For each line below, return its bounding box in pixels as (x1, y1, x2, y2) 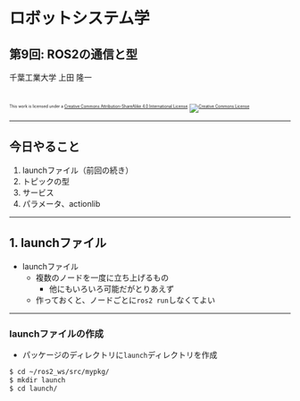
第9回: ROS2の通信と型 (9, 47, 138, 62)
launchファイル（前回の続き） (21, 165, 134, 175)
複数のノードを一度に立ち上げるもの (35, 272, 170, 283)
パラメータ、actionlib (21, 198, 101, 209)
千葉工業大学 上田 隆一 (9, 73, 92, 82)
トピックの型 (21, 175, 70, 186)
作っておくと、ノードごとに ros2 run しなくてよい (35, 294, 216, 305)
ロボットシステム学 (9, 8, 150, 29)
